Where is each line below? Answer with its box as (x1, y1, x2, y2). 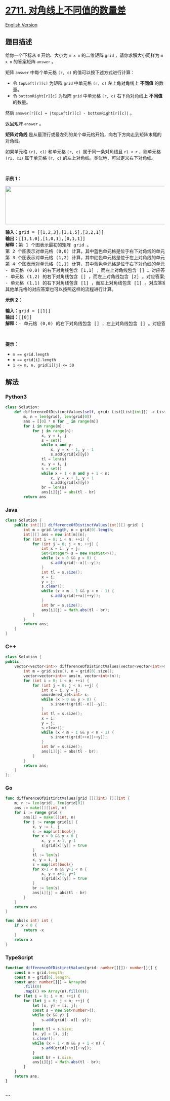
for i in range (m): (23, 423, 65, 429)
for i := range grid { (14, 810, 62, 815)
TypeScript (5, 954, 33, 961)
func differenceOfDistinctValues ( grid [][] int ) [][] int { (5, 796, 130, 801)
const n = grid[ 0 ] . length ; (14, 975, 71, 980)
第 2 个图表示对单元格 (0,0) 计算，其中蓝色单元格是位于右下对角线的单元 (5, 248, 165, 254)
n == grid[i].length (12, 357, 56, 363)
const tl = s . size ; (32, 1026, 73, 1032)
